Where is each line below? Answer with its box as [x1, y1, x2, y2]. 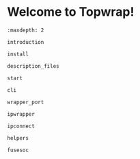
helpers [7, 134, 29, 141]
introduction [7, 38, 44, 45]
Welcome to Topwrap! [7, 4, 135, 20]
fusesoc [7, 147, 29, 154]
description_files [7, 62, 59, 69]
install [7, 51, 29, 58]
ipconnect [7, 123, 36, 130]
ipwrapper [7, 110, 36, 117]
